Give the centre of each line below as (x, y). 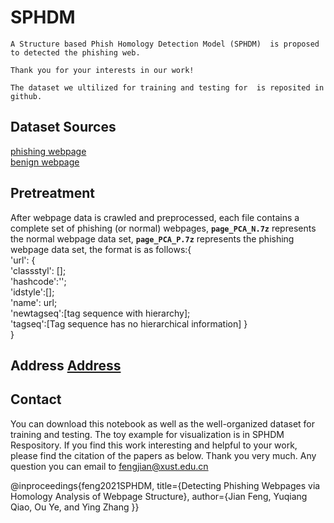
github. (26, 96)
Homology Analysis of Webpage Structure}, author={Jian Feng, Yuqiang (159, 496)
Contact (36, 399)
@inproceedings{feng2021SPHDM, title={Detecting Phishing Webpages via (165, 485)
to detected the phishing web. (75, 52)
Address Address (66, 365)
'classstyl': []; (38, 270)
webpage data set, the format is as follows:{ (101, 249)
